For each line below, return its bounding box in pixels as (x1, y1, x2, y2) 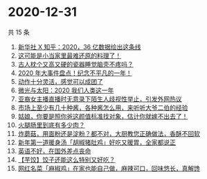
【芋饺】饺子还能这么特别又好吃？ (17, 155, 116, 164)
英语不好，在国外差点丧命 (17, 146, 91, 155)
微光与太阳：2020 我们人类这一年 (17, 86, 114, 94)
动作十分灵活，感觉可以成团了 (17, 77, 103, 85)
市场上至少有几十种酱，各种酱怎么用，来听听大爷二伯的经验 (17, 103, 188, 112)
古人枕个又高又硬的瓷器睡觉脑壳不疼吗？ (17, 60, 134, 68)
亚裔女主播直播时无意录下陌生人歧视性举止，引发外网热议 (17, 94, 182, 103)
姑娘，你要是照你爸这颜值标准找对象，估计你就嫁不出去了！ (17, 112, 188, 120)
